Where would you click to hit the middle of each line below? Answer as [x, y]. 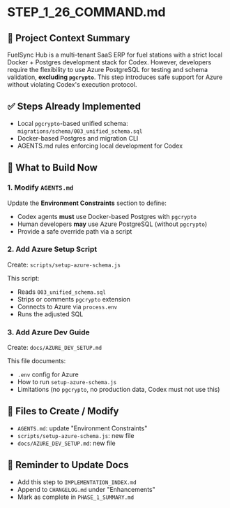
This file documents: [37, 361]
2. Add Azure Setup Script [52, 249]
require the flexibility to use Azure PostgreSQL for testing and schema [107, 70]
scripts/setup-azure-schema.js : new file [76, 435]
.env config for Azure [48, 374]
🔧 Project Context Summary [69, 38]
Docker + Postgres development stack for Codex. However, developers [109, 62]
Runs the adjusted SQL [50, 314]
